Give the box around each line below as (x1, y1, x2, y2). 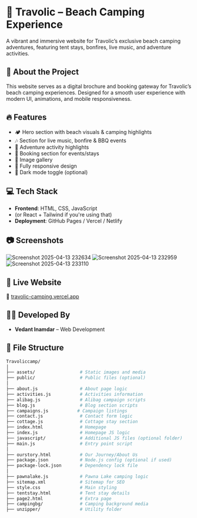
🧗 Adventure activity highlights (14, 143, 89, 150)
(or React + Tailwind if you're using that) (14, 211, 112, 218)
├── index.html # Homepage (6, 424, 107, 430)
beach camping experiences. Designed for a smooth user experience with (6, 88, 186, 96)
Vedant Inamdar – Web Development (14, 326, 105, 333)
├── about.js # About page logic (6, 386, 128, 392)
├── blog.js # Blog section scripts (6, 402, 138, 408)
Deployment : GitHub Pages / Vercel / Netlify (14, 218, 122, 225)
